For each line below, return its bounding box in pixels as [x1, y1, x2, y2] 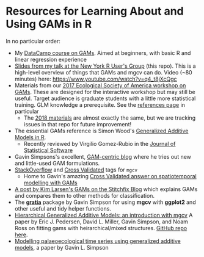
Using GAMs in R [5, 17, 92, 31]
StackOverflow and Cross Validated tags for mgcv [14, 166, 138, 173]
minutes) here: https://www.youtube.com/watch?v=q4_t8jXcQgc [14, 75, 177, 82]
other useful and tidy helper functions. [14, 205, 111, 212]
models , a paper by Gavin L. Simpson [14, 244, 109, 251]
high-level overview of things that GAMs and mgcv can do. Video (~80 [14, 68, 193, 76]
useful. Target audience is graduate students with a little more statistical [14, 95, 196, 102]
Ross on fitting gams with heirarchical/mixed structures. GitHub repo [14, 224, 188, 231]
